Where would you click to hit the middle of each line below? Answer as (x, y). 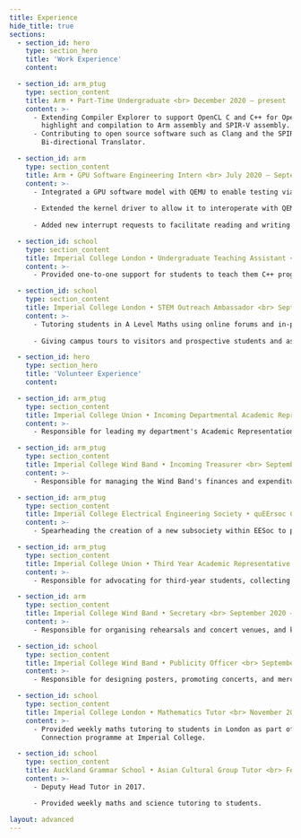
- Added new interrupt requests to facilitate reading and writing (162, 225)
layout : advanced (42, 819)
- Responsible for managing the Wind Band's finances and (143, 481)
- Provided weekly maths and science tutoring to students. (147, 803)
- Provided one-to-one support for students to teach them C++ (154, 275)
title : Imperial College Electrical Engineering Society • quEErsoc (156, 514)
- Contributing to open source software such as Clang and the (154, 134)
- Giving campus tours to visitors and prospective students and (157, 341)
